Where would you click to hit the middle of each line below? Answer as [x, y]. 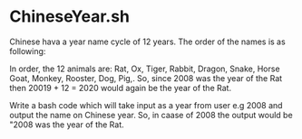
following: [28, 51]
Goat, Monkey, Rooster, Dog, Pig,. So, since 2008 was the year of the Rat [146, 78]
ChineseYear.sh [69, 17]
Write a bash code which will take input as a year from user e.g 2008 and [146, 105]
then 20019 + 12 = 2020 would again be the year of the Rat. [121, 88]
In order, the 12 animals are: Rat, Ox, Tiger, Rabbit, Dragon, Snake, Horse [145, 69]
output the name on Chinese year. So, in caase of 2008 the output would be [151, 115]
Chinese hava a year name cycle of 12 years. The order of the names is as [147, 42]
